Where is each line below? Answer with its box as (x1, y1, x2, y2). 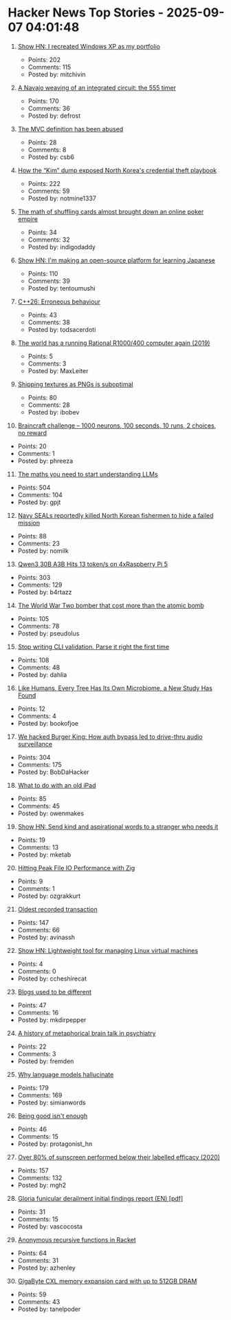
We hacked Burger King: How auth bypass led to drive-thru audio (17, 732, 203, 741)
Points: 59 (17, 1290, 47, 1299)
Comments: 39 (27, 277, 71, 285)
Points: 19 (17, 835, 45, 844)
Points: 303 (17, 573, 51, 581)
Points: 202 (27, 55, 61, 63)
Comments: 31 (17, 1256, 59, 1264)
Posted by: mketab (17, 850, 71, 859)
